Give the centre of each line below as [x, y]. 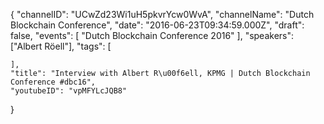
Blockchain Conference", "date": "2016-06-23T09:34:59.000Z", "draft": [157, 25]
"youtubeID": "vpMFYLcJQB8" [69, 91]
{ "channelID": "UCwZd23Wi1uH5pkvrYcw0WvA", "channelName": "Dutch [162, 14]
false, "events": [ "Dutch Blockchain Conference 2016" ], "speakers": [152, 35]
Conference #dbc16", [53, 82]
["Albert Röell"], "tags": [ [61, 46]
